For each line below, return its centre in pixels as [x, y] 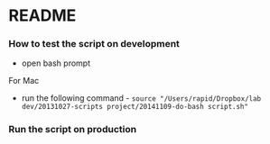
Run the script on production [73, 130]
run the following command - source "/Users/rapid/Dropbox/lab [141, 98]
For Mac [24, 81]
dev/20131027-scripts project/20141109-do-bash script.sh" [135, 107]
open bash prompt [56, 63]
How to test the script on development [94, 44]
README [42, 16]
